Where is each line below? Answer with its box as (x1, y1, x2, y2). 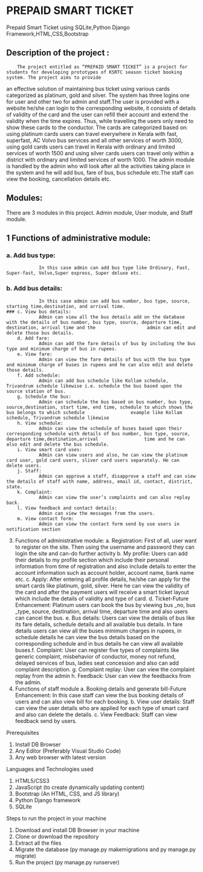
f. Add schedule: (17, 372, 61, 378)
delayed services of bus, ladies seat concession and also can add (14, 659, 179, 666)
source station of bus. (6, 388, 66, 394)
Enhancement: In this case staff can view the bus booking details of (14, 691, 184, 699)
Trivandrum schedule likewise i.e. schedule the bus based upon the (6, 383, 182, 389)
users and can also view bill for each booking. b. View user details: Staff (14, 698, 195, 705)
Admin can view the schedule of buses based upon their (38, 425, 182, 431)
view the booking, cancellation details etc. (6, 175, 111, 183)
